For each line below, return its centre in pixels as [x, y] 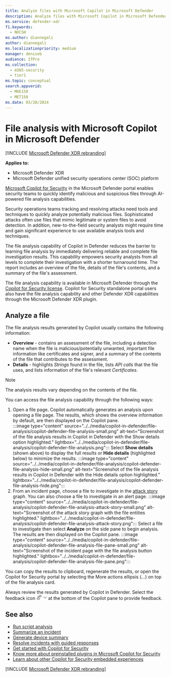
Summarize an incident [37, 632]
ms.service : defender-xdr [33, 21]
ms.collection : [21, 65]
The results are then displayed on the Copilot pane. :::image [75, 535]
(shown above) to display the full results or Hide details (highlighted [84, 453]
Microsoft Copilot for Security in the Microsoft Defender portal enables [79, 188]
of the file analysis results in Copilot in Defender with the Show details [86, 437]
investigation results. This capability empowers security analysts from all [81, 257]
